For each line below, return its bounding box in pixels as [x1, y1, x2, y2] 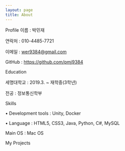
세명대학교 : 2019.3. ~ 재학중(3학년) [5, 79, 78, 85]
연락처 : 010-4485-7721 [5, 38, 54, 44]
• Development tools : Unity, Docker [5, 110, 81, 116]
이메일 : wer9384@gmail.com [5, 48, 67, 55]
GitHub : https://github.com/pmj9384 [5, 59, 83, 65]
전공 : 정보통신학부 [5, 90, 42, 96]
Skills [5, 100, 17, 106]
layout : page [5, 7, 33, 13]
